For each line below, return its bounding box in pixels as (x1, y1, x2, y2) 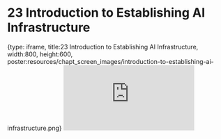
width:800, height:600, (7, 50, 73, 58)
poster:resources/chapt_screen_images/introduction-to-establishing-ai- (7, 57, 214, 65)
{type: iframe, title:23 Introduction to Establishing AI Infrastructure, (7, 42, 199, 51)
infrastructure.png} (7, 124, 62, 132)
